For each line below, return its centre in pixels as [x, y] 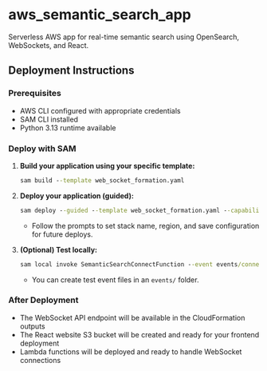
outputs [32, 326]
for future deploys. [62, 234]
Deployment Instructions [71, 71]
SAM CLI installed [49, 119]
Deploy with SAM [43, 148]
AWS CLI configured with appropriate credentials [100, 110]
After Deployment [43, 300]
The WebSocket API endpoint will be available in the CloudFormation [132, 317]
